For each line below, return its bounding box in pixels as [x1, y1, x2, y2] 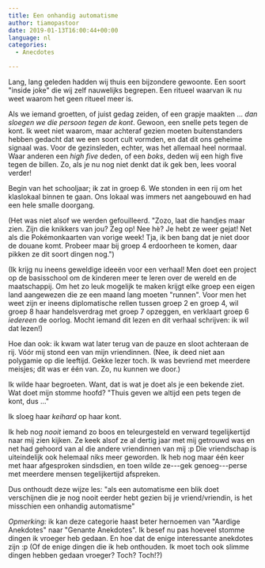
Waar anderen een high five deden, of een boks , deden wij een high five [8, 151, 244, 161]
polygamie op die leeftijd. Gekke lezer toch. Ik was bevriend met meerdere [8, 356, 251, 365]
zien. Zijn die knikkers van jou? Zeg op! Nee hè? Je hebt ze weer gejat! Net [8, 224, 252, 234]
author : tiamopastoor [8, 19, 80, 27]
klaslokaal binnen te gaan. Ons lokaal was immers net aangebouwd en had [8, 192, 252, 201]
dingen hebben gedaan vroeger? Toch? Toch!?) [8, 551, 163, 559]
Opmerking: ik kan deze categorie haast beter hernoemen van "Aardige [8, 517, 240, 526]
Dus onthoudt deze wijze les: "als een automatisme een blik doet [8, 485, 219, 494]
